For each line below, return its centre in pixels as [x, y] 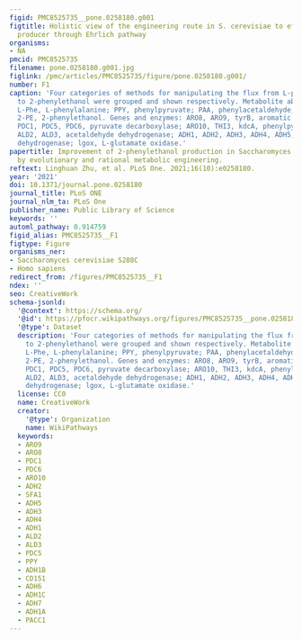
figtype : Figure [40, 244]
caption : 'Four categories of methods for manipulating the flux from [144, 93]
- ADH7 [30, 604]
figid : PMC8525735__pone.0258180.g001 [82, 18]
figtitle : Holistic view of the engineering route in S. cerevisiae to [146, 26]
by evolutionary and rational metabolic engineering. [120, 160]
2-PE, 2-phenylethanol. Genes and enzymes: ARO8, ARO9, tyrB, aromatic [155, 118]
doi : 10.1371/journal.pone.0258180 [76, 185]
